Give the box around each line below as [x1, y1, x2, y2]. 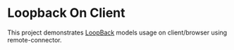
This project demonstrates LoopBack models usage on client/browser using [7, 28, 228, 37]
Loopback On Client [7, 5, 125, 21]
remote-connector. [7, 35, 62, 44]
